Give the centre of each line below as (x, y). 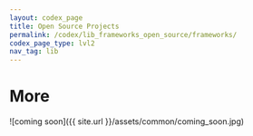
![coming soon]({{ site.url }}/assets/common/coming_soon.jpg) (127, 121)
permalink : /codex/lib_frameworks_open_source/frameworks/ (123, 34)
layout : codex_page (46, 18)
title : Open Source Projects (64, 26)
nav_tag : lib (34, 52)
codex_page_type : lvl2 (52, 43)
